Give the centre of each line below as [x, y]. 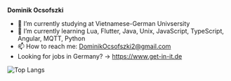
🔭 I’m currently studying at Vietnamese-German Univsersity [104, 23]
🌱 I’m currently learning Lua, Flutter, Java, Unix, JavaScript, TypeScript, [121, 31]
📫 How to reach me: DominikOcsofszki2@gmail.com [94, 46]
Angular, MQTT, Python [51, 38]
